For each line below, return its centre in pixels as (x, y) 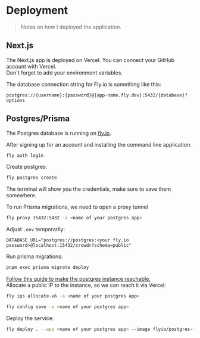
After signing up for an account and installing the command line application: (99, 144)
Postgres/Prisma (38, 119)
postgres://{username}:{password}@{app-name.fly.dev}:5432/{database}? (97, 95)
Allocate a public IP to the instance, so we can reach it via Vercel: (86, 285)
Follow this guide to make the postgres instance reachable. (78, 279)
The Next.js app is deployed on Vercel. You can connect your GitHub (90, 60)
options (16, 100)
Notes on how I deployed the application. (71, 27)
